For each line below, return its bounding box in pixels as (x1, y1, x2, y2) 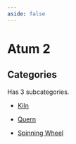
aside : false (7, 10, 46, 18)
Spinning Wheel (17, 128, 64, 137)
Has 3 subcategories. (7, 88, 70, 96)
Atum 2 (7, 40, 51, 56)
